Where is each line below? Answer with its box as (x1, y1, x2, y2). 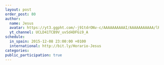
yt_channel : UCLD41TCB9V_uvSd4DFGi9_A (9, 30, 89, 35)
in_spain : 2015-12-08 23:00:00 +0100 (9, 39, 86, 44)
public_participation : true (5, 52, 62, 58)
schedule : (5, 35, 25, 40)
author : (5, 16, 21, 21)
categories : (5, 48, 29, 53)
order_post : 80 (5, 12, 36, 17)
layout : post (5, 7, 32, 12)
